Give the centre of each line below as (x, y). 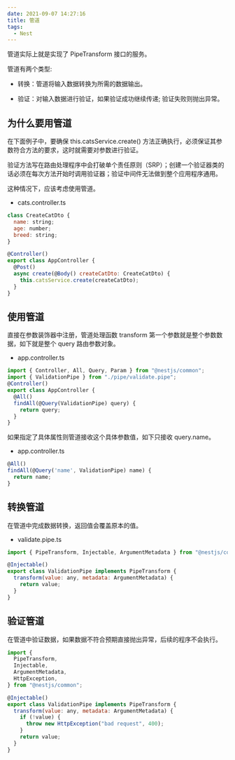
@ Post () (25, 267)
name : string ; (34, 222)
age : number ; (33, 229)
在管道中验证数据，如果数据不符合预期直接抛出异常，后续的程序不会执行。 (114, 639)
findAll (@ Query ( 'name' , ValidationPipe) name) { (79, 470)
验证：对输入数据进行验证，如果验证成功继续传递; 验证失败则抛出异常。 (120, 99)
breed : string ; (36, 235)
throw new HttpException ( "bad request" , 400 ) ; (95, 724)
